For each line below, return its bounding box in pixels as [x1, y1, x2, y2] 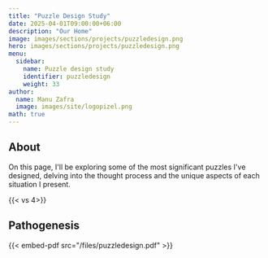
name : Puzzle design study [23, 65, 115, 73]
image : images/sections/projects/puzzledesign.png [8, 34, 184, 43]
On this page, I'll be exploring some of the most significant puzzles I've [8, 162, 246, 172]
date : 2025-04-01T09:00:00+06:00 [8, 20, 122, 28]
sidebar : [15, 58, 45, 66]
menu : [8, 50, 27, 58]
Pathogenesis [8, 219, 80, 233]
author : [8, 87, 35, 96]
